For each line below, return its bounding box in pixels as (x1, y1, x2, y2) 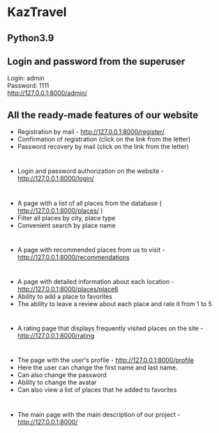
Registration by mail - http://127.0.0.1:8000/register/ (17, 128, 165, 136)
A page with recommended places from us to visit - (17, 245, 165, 254)
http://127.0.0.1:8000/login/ (17, 174, 94, 183)
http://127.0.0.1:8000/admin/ (7, 89, 88, 98)
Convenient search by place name (17, 221, 116, 229)
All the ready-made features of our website (7, 109, 199, 121)
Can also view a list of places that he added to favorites (17, 386, 177, 394)
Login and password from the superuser (7, 55, 186, 67)
